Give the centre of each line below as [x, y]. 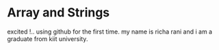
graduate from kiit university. [48, 38]
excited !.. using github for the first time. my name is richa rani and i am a [110, 32]
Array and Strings [59, 13]
